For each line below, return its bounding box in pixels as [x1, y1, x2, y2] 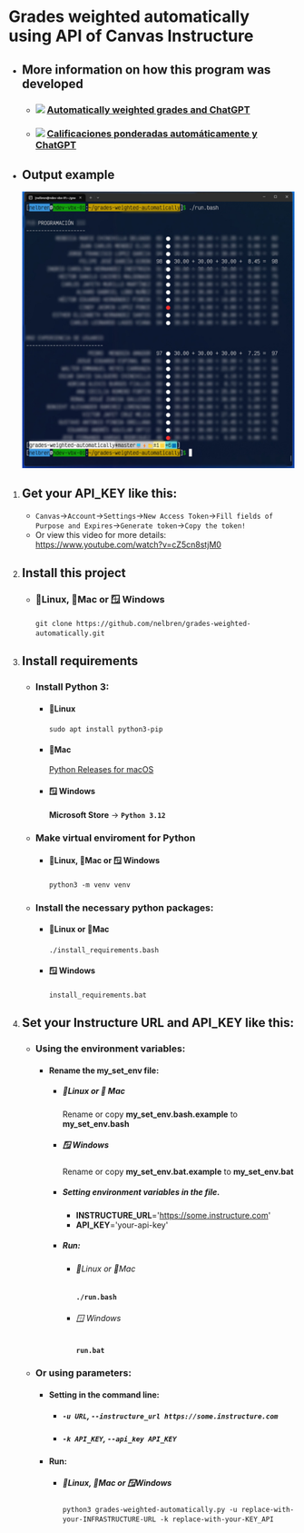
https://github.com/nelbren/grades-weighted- [75, 619, 251, 628]
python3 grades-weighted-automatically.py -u [62, 1506, 238, 1515]
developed [21, 75, 83, 92]
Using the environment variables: [34, 1042, 186, 1055]
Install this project [21, 565, 126, 581]
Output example [21, 166, 115, 183]
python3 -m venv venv [48, 880, 131, 890]
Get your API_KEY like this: [21, 486, 178, 502]
